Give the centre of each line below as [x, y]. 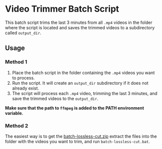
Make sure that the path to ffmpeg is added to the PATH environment [75, 108]
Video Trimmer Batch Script [62, 9]
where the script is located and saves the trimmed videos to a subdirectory [80, 27]
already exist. [25, 88]
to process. [23, 78]
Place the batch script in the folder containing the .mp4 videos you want [83, 73]
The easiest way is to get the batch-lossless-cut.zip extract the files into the [81, 136]
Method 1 [16, 62]
